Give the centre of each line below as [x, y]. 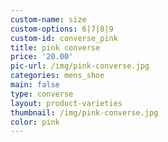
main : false [35, 85]
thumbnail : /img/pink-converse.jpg [84, 112]
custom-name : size [48, 19]
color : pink [35, 122]
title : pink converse [55, 47]
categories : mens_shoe [57, 76]
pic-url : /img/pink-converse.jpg [80, 66]
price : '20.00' [42, 57]
